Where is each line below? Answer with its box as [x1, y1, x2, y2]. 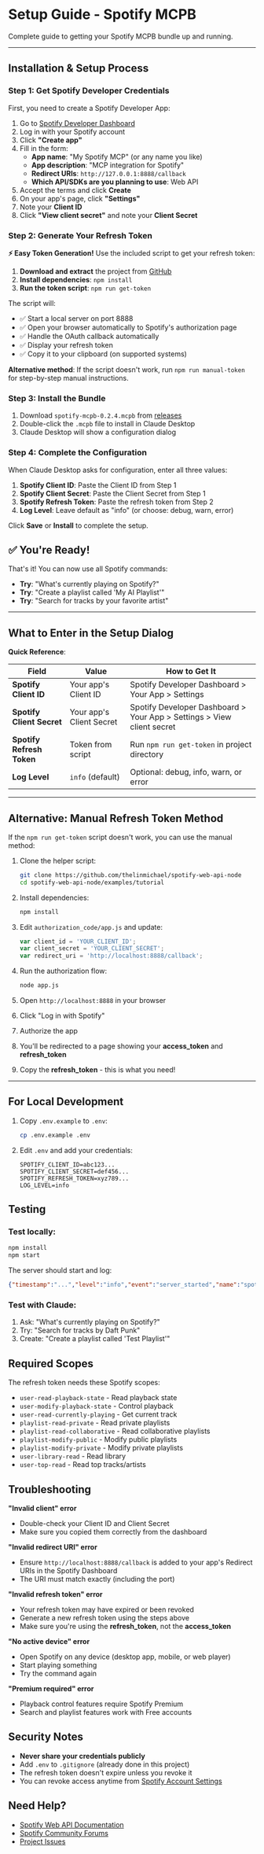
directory [130, 749, 163, 760]
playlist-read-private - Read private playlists [19, 1418, 170, 1428]
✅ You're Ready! [8, 543, 90, 556]
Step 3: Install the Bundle [8, 393, 106, 404]
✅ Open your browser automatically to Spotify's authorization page [19, 323, 237, 332]
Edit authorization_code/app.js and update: [19, 922, 163, 931]
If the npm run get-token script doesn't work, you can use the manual [8, 832, 233, 842]
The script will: [8, 298, 57, 308]
